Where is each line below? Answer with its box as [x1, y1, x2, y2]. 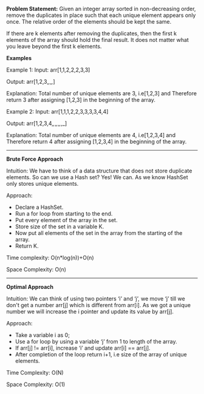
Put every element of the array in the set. [15, 217, 118, 223]
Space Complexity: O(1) [6, 381, 66, 388]
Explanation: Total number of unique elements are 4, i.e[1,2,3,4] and [6, 132, 176, 138]
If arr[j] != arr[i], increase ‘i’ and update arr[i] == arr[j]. [15, 344, 151, 352]
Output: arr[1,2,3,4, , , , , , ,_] [6, 120, 67, 127]
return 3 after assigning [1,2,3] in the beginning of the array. [6, 97, 156, 103]
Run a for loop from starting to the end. [15, 210, 113, 217]
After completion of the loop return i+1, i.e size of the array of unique [15, 351, 187, 358]
